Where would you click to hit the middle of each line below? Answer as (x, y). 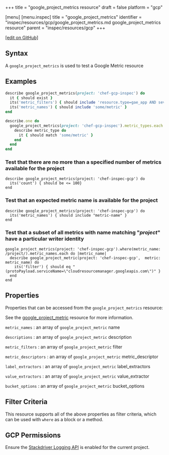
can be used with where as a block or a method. (54, 419)
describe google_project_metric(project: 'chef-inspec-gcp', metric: (85, 258)
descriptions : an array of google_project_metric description (68, 337)
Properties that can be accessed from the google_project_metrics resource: (84, 308)
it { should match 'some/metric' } (56, 135)
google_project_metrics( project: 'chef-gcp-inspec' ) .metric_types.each (87, 126)
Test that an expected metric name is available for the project (81, 200)
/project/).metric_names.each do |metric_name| (56, 254)
